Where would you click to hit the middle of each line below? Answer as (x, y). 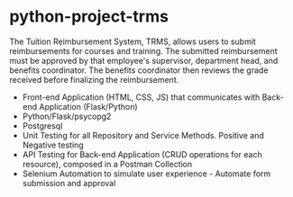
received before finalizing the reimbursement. (94, 79)
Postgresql (42, 125)
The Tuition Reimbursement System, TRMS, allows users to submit (133, 41)
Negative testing (53, 145)
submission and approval (69, 183)
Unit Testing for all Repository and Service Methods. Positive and (143, 135)
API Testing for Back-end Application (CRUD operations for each (142, 154)
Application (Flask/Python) (88, 106)
